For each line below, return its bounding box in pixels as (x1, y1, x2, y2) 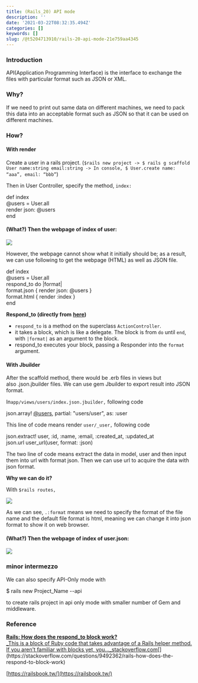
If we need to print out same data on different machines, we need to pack (6, 104, 185, 111)
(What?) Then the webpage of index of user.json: (6, 534, 129, 542)
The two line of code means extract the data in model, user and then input (6, 451, 187, 458)
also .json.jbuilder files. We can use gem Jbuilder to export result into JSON (6, 380, 190, 388)
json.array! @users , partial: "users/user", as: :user (6, 410, 128, 417)
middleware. (6, 605, 37, 612)
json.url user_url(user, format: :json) (6, 439, 93, 446)
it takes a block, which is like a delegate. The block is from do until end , (14, 328, 186, 335)
